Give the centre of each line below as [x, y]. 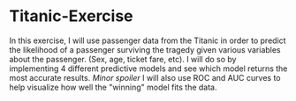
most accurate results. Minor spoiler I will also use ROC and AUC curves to [145, 77]
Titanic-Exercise [72, 16]
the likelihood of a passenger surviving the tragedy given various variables [145, 49]
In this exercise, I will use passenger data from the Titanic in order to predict [148, 40]
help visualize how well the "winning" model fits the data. [114, 87]
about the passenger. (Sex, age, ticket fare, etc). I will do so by [123, 59]
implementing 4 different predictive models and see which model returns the [148, 69]
